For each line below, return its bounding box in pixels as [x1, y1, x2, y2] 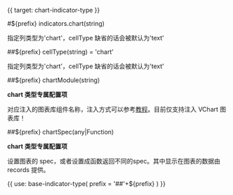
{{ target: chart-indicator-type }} [7, 6, 100, 14]
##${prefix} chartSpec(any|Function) [7, 128, 114, 136]
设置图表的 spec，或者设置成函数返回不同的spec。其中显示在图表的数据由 [7, 157, 221, 165]
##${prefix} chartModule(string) [7, 76, 100, 84]
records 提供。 [7, 166, 50, 173]
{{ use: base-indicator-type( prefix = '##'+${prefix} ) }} [7, 180, 166, 187]
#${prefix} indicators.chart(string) [7, 19, 105, 27]
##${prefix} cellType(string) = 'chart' [7, 48, 114, 56]
